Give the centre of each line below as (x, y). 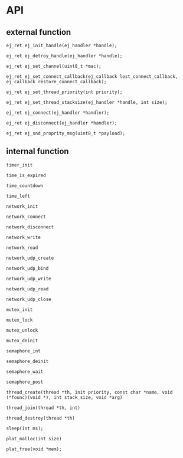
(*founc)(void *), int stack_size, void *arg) (64, 397)
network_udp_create (30, 258)
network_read (22, 248)
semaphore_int (24, 351)
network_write (24, 237)
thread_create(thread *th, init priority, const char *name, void (89, 392)
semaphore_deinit (27, 361)
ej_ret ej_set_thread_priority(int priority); (64, 92)
